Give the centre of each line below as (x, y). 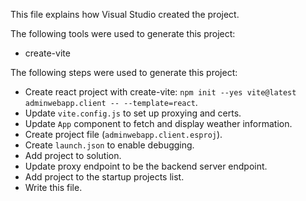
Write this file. (53, 187)
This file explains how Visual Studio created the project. (125, 14)
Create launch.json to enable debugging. (109, 145)
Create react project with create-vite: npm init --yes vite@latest (160, 92)
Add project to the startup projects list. (104, 177)
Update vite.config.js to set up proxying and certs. (133, 113)
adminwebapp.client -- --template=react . (111, 102)
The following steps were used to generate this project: (124, 72)
